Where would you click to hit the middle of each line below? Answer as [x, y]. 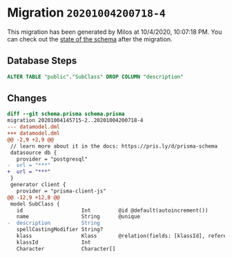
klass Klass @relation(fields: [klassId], [111, 236]
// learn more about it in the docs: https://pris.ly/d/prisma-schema [114, 146]
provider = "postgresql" [52, 159]
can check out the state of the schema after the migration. [90, 39]
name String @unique [78, 217]
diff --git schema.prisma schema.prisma [66, 114]
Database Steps [42, 61]
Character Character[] [66, 249]
